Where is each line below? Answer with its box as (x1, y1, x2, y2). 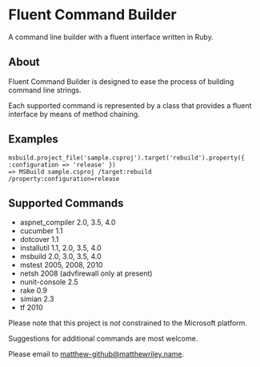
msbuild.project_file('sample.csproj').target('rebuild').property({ (8, 154, 246, 162)
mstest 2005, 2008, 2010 (19, 260, 103, 270)
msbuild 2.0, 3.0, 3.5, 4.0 (19, 252, 102, 261)
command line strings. (8, 85, 82, 95)
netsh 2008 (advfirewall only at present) (19, 268, 153, 278)
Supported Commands (8, 196, 124, 210)
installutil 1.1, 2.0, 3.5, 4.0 (19, 243, 102, 253)
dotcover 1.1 (19, 235, 59, 244)
